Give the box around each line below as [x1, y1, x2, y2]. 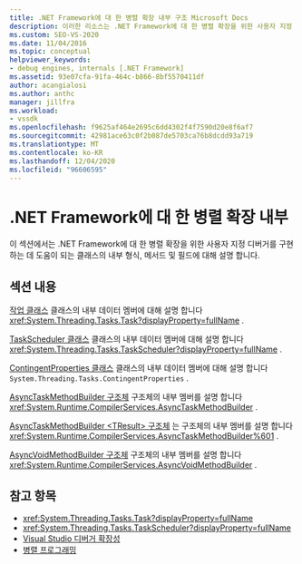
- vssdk [9, 114, 39, 123]
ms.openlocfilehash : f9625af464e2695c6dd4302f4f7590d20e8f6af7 [9, 123, 254, 132]
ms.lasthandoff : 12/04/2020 [9, 156, 116, 166]
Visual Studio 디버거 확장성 [22, 532, 121, 544]
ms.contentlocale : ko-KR [9, 148, 103, 157]
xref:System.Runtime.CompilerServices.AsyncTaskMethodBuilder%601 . [9, 431, 279, 442]
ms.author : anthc [9, 89, 75, 98]
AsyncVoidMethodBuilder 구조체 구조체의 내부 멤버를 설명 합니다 [9, 450, 242, 461]
